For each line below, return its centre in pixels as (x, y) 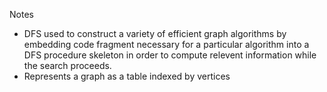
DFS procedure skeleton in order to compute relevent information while (170, 55)
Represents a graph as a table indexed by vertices (127, 76)
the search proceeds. (67, 65)
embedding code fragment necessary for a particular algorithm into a (166, 44)
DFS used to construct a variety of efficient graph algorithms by (155, 33)
